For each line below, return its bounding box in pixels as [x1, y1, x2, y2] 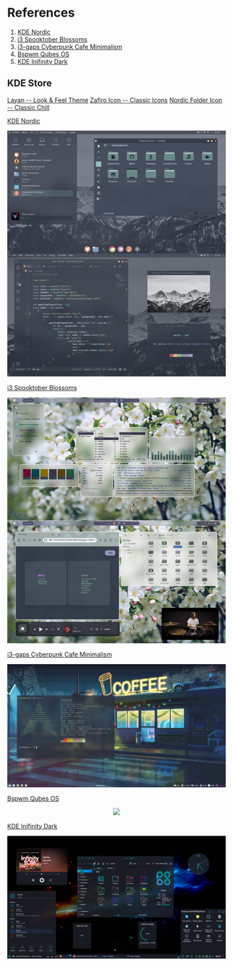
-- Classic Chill [7, 103, 50, 112]
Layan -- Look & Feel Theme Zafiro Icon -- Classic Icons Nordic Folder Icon [7, 96, 223, 104]
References [7, 5, 75, 21]
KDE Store [7, 78, 52, 90]
